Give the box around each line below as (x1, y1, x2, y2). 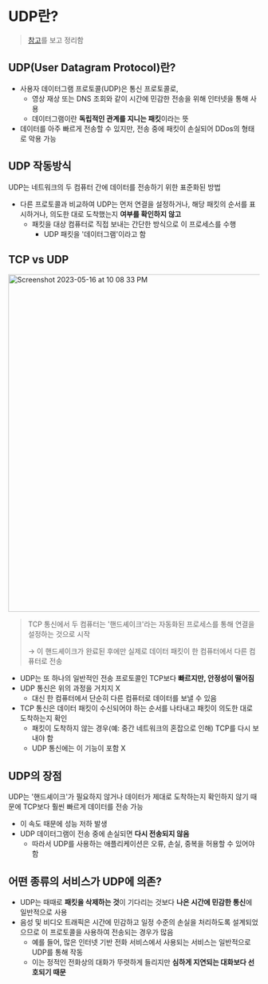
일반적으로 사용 (19, 907, 68, 917)
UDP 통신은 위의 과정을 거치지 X (19, 683, 121, 693)
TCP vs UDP (8, 253, 69, 266)
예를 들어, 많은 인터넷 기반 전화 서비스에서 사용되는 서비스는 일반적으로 (31, 938, 251, 946)
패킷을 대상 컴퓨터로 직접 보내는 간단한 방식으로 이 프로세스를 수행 (31, 219, 237, 229)
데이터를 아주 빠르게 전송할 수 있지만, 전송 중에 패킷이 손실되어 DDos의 (19, 123, 240, 133)
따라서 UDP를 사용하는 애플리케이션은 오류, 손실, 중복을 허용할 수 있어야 (31, 839, 255, 849)
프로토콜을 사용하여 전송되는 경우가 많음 (49, 927, 174, 937)
